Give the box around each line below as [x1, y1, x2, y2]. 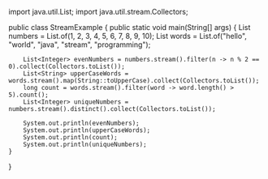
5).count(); [8, 91, 49, 99]
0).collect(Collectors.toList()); [8, 62, 126, 70]
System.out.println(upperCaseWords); [23, 126, 151, 134]
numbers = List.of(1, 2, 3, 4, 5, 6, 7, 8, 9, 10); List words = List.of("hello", [8, 32, 248, 40]
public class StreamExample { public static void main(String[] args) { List [8, 23, 251, 32]
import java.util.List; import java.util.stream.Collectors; [8, 7, 188, 16]
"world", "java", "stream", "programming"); [8, 40, 151, 49]
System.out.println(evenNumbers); [23, 119, 140, 127]
